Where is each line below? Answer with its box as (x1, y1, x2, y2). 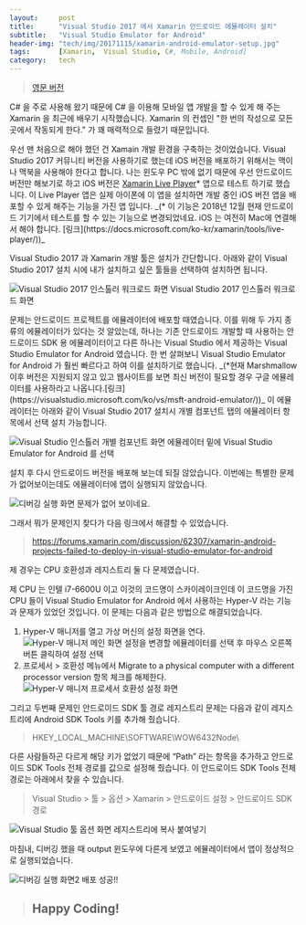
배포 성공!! (81, 874, 119, 885)
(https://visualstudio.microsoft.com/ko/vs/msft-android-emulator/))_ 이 (9, 394, 276, 405)
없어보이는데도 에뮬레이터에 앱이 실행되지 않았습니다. (18, 478, 207, 489)
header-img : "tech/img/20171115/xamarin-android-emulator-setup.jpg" (9, 38, 280, 48)
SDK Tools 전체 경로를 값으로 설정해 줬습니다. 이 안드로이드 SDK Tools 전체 (26, 762, 297, 773)
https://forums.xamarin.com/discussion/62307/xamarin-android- (31, 536, 277, 546)
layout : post (9, 13, 76, 23)
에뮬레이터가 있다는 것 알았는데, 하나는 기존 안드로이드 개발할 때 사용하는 (26, 326, 285, 336)
